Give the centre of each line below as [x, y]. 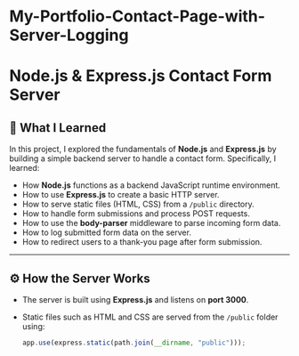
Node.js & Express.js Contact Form [141, 76]
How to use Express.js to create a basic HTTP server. [121, 195]
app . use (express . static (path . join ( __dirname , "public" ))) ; [134, 343]
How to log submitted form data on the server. [106, 232]
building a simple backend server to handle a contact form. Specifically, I [143, 158]
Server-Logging [69, 35]
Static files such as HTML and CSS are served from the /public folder [150, 317]
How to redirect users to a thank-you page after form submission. [142, 242]
